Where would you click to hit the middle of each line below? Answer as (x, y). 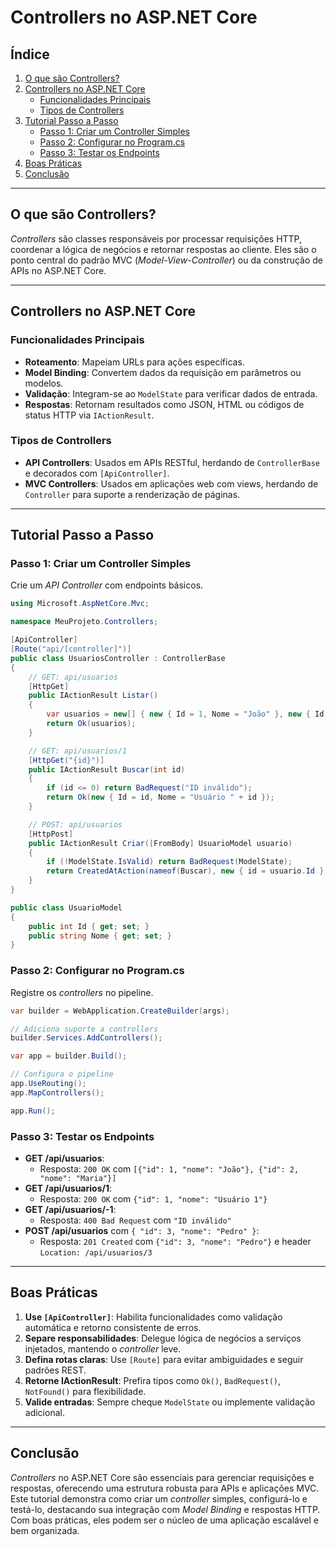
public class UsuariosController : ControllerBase (118, 658)
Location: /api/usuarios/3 (96, 1252)
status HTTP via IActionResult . (89, 415)
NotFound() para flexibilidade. (85, 1391)
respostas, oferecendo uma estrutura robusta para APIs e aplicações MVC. (165, 1488)
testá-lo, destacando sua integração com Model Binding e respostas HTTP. (165, 1509)
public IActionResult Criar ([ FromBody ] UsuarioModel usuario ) (160, 843)
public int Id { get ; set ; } (89, 926)
